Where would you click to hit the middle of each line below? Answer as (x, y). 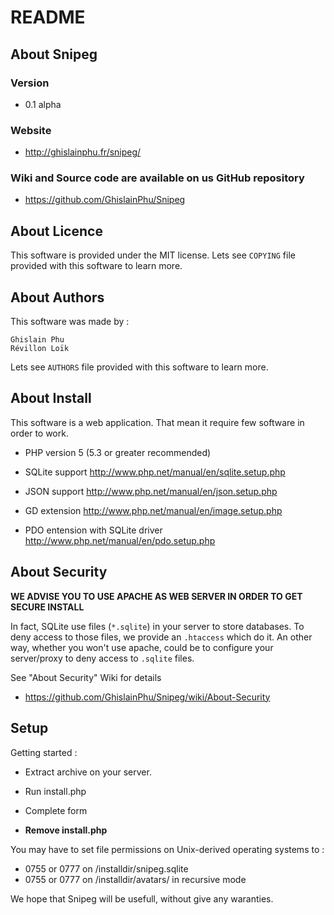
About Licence (56, 231)
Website (31, 130)
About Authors (57, 297)
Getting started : (44, 752)
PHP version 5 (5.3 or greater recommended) (118, 452)
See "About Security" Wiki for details (86, 677)
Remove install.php (66, 830)
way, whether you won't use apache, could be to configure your (142, 647)
